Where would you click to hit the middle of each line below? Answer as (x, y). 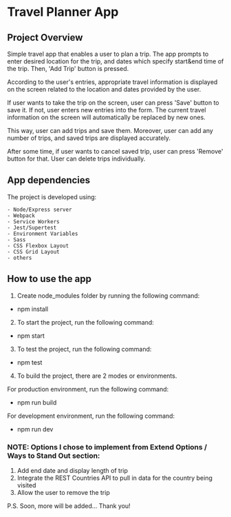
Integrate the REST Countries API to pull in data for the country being (115, 478)
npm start (31, 336)
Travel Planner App (63, 12)
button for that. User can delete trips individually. (76, 159)
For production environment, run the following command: (88, 389)
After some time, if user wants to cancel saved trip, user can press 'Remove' (115, 151)
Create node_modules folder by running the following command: (108, 295)
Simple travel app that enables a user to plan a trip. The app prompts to (108, 54)
